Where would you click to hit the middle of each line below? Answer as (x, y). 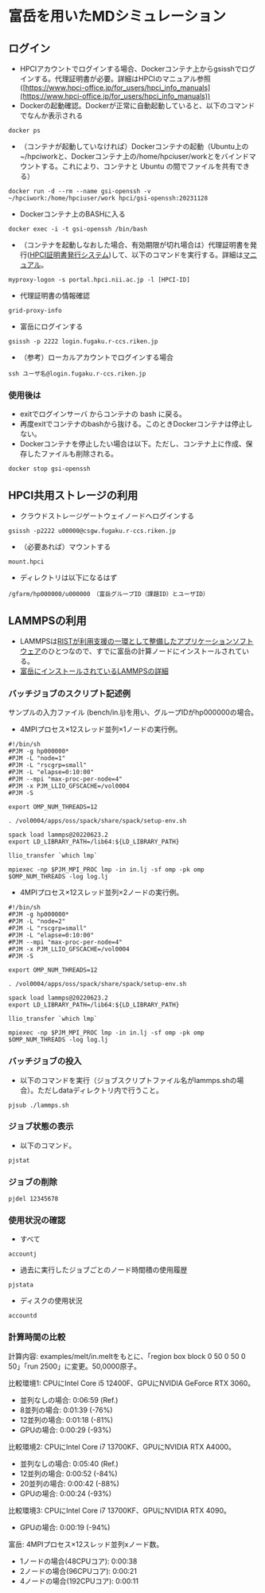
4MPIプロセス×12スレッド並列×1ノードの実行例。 (101, 730)
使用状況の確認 (37, 1221)
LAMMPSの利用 (48, 620)
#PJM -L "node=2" (37, 921)
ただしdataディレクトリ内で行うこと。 (100, 1090)
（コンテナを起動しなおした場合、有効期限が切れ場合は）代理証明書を (135, 245)
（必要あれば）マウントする (65, 547)
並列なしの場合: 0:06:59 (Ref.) (69, 1400)
